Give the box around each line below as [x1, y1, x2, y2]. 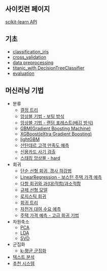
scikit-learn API [5, 18, 38, 24]
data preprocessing [12, 59, 54, 65]
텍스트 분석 [12, 254, 35, 260]
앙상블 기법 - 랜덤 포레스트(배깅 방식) [20, 120, 94, 126]
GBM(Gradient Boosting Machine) [20, 125, 91, 131]
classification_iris [12, 48, 49, 55]
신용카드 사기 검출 [20, 149, 56, 155]
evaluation [12, 70, 34, 76]
